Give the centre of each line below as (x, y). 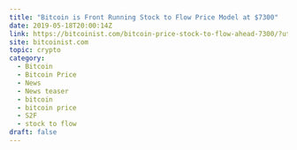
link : (19, 34)
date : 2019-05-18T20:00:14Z (61, 26)
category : (27, 58)
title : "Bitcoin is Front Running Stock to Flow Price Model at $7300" (144, 17)
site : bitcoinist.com (49, 42)
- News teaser (43, 91)
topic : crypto (35, 50)
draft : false (33, 132)
